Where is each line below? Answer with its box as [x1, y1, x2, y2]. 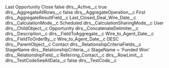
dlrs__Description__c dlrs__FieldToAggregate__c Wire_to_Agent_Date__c [5, 31, 154, 36]
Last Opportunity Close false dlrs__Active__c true [5, 4, 107, 10]
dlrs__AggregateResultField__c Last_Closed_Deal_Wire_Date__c [5, 15, 136, 21]
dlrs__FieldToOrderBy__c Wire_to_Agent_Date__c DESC [5, 36, 119, 42]
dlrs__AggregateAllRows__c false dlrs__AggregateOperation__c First [5, 9, 145, 15]
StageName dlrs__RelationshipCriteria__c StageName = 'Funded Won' [5, 47, 150, 52]
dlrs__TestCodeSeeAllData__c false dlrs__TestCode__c [5, 57, 117, 63]
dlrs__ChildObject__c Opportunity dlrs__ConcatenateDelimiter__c [5, 25, 139, 31]
